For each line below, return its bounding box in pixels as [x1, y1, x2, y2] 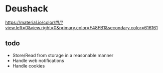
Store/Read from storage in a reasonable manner [12, 52, 114, 58]
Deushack [5, 3, 49, 14]
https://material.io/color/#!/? [5, 19, 64, 25]
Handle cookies [12, 63, 45, 69]
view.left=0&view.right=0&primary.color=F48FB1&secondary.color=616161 [5, 24, 158, 30]
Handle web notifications [12, 58, 64, 64]
